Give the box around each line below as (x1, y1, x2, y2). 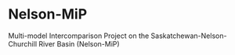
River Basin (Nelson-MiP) (38, 39, 120, 48)
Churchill (8, 39, 38, 48)
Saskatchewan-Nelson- (150, 31, 227, 40)
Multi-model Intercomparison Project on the (8, 31, 150, 40)
